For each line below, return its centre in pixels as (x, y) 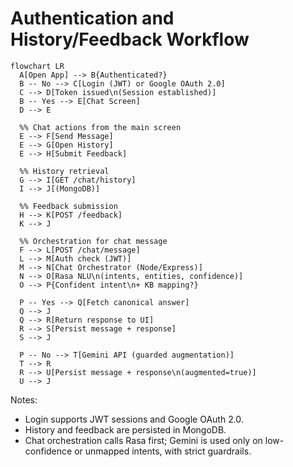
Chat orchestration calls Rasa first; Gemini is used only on (143, 440)
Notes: (24, 399)
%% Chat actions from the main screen (100, 127)
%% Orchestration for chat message (93, 241)
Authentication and (92, 18)
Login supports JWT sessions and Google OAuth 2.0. (134, 419)
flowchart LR (37, 66)
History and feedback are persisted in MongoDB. (125, 429)
